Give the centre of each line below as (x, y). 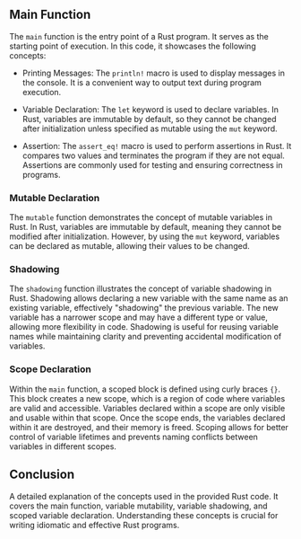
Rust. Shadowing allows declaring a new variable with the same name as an (149, 298)
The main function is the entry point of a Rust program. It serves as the (139, 36)
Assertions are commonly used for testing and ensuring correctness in (152, 164)
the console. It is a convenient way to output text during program (142, 82)
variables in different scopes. (63, 446)
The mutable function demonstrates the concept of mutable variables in (141, 217)
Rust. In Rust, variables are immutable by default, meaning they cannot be (146, 227)
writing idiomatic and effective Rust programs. (95, 525)
